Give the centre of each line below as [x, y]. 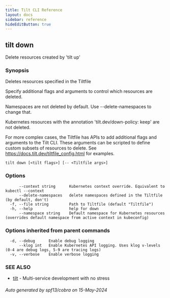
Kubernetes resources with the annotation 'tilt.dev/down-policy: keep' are [82, 122]
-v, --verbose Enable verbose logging [54, 254]
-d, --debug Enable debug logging [52, 241]
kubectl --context [25, 191]
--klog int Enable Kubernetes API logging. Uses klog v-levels [89, 245]
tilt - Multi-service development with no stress [61, 278]
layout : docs [19, 15]
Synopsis [17, 70]
